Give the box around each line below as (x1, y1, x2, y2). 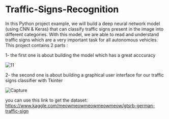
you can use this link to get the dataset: (5, 97, 88, 103)
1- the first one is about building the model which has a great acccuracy (5, 52, 156, 58)
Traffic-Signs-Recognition (5, 4, 119, 15)
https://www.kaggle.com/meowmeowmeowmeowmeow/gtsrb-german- (5, 102, 155, 108)
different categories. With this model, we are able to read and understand (5, 31, 159, 37)
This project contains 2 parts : (5, 42, 68, 48)
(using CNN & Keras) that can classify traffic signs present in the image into (5, 26, 164, 32)
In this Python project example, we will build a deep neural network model (5, 20, 160, 27)
